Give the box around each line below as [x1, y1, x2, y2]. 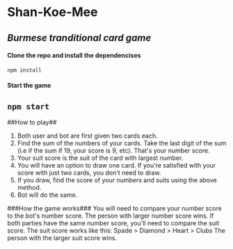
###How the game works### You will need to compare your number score [7, 204, 223, 213]
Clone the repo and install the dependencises [7, 51, 141, 60]
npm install [7, 67, 42, 74]
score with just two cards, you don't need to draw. [17, 168, 161, 177]
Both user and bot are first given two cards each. [17, 131, 158, 140]
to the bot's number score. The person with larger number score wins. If [7, 211, 214, 220]
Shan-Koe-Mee [7, 4, 98, 20]
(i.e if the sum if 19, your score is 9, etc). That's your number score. [17, 147, 210, 155]
